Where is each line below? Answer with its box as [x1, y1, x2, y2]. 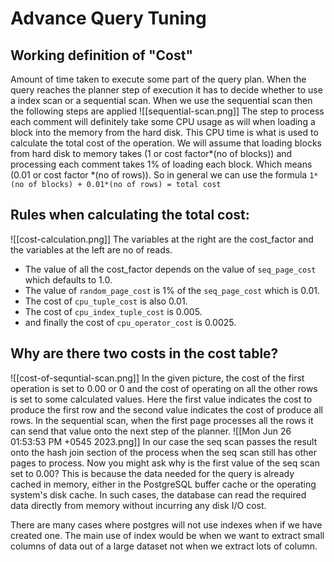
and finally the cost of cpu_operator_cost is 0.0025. [24, 316, 237, 328]
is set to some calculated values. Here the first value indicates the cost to [10, 393, 313, 405]
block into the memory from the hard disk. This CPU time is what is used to [10, 127, 319, 138]
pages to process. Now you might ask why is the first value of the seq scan [10, 457, 320, 469]
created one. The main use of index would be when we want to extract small [10, 529, 325, 541]
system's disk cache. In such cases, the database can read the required [10, 488, 307, 501]
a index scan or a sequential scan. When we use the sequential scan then [10, 95, 313, 106]
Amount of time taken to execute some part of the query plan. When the [10, 73, 307, 85]
